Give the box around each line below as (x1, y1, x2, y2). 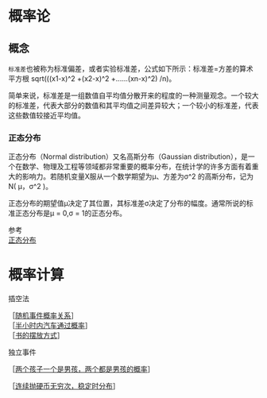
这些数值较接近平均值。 (8, 110, 85, 120)
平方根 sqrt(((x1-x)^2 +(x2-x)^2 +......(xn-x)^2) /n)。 (8, 74, 176, 83)
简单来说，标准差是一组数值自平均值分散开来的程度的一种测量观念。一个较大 (8, 91, 259, 100)
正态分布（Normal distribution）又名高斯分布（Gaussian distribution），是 (8, 152, 249, 161)
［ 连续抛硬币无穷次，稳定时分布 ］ (8, 381, 120, 391)
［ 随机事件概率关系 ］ (8, 311, 78, 320)
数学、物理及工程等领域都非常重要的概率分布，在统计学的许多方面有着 (21, 162, 252, 172)
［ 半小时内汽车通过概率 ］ (8, 321, 92, 330)
